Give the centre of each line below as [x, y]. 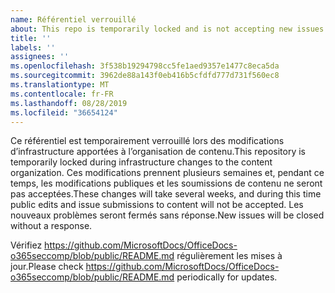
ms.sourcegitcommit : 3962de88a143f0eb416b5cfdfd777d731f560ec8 [145, 76]
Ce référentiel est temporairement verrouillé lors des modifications [147, 141]
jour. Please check [47, 267]
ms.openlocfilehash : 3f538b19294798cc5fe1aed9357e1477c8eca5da [145, 66]
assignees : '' [40, 57]
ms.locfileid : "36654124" [64, 112]
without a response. [51, 226]
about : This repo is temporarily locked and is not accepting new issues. [169, 29]
